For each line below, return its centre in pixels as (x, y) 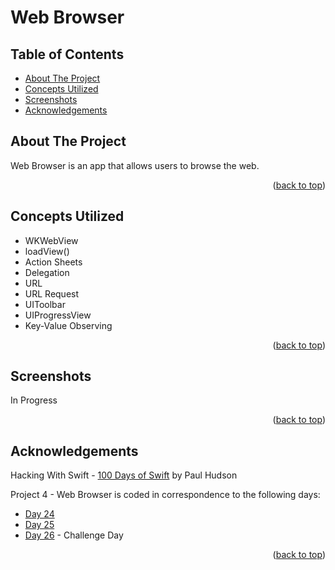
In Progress (34, 400)
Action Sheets (53, 262)
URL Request (52, 293)
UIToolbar (45, 304)
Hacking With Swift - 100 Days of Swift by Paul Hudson (124, 475)
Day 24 (39, 514)
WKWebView (51, 240)
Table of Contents (67, 54)
